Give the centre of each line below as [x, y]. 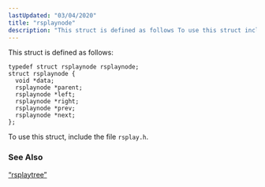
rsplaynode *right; [47, 102]
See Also [26, 157]
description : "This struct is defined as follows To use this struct [125, 30]
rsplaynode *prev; [46, 108]
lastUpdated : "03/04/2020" [52, 15]
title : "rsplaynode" [42, 23]
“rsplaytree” [28, 174]
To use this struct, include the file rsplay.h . [78, 137]
